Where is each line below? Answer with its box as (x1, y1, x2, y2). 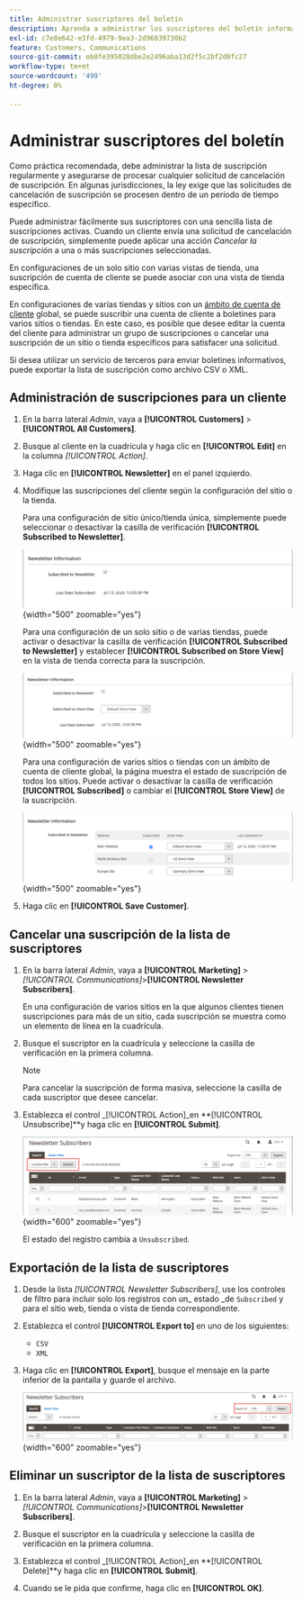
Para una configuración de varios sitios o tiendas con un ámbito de (22, 756, 271, 767)
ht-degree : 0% (9, 81, 63, 90)
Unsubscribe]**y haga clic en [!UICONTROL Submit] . (22, 1119, 222, 1130)
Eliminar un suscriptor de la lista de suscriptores (9, 1468, 286, 1483)
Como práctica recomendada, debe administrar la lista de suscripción (9, 160, 268, 171)
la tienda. (22, 495, 57, 506)
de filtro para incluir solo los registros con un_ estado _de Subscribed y (22, 1293, 284, 1305)
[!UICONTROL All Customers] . (22, 423, 138, 434)
